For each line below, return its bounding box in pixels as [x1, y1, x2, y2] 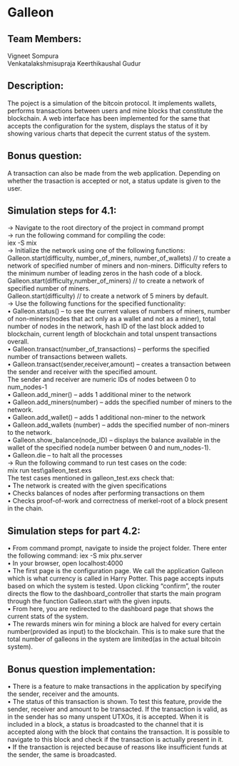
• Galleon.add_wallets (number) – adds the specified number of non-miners [7, 420, 230, 429]
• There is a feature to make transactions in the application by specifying [7, 682, 222, 691]
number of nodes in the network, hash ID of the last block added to [7, 322, 205, 331]
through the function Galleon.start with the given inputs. [7, 597, 172, 605]
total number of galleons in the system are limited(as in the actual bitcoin [7, 635, 221, 643]
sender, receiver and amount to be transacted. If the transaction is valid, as [7, 705, 228, 714]
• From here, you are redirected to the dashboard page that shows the [7, 605, 214, 613]
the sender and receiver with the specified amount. [7, 368, 158, 376]
